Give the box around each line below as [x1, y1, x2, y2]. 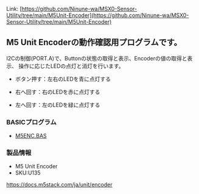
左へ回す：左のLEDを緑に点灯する [15, 101, 100, 109]
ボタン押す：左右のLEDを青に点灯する [15, 75, 111, 82]
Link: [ [6, 5, 23, 12]
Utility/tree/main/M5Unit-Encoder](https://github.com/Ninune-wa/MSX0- [6, 12, 189, 19]
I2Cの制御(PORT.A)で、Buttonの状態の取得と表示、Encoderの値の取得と [6, 54, 187, 62]
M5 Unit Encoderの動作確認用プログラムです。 [6, 37, 183, 48]
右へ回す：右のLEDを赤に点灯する [15, 88, 100, 95]
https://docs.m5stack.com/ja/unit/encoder [6, 181, 113, 189]
